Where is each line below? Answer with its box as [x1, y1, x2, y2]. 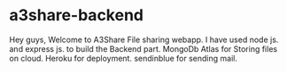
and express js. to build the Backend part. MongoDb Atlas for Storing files [9, 43, 277, 54]
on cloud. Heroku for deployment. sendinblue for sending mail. [9, 53, 237, 63]
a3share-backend [9, 5, 144, 25]
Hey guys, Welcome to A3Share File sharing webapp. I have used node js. [9, 34, 279, 45]
